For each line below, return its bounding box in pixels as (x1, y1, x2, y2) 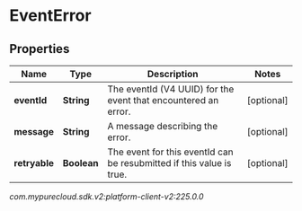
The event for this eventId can (107, 145, 234, 158)
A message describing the (107, 120, 218, 132)
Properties (9, 41, 70, 57)
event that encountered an (107, 94, 219, 106)
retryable (13, 157, 54, 169)
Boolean (62, 157, 99, 169)
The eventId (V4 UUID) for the (107, 83, 235, 95)
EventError (9, 5, 92, 26)
